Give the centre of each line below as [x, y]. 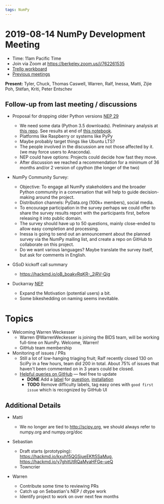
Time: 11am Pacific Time [37, 58]
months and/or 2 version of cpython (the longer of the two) [80, 168]
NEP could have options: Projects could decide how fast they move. [88, 157]
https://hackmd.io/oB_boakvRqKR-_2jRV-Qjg [65, 274]
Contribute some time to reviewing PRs [59, 486]
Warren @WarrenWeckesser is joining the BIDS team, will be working [89, 337]
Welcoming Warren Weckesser [44, 332]
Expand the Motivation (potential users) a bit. [65, 293]
